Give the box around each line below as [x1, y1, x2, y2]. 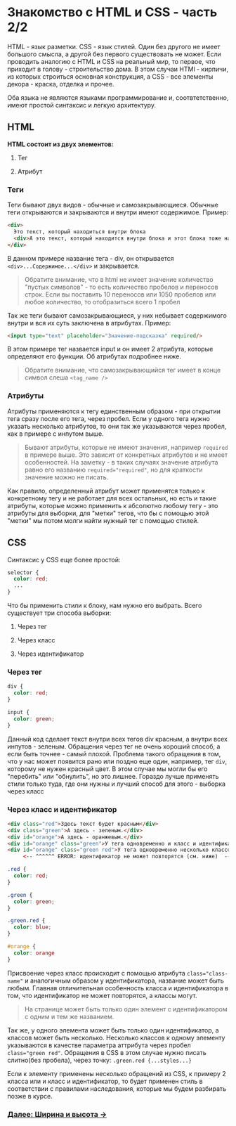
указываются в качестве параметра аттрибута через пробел [7, 1041, 191, 1049]
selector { [7, 569, 39, 576]
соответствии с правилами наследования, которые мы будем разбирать [7, 1084, 227, 1093]
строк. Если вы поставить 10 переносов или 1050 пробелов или [24, 290, 216, 299]
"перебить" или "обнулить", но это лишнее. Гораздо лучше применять [7, 772, 219, 780]
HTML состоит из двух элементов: [7, 140, 114, 148]
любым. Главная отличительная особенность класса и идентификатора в [7, 983, 229, 992]
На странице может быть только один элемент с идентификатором [24, 1004, 228, 1013]
